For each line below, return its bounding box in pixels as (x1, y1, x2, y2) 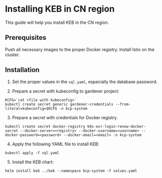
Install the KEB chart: (12, 159, 54, 165)
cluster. (5, 52, 20, 57)
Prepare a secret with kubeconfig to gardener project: (12, 88, 119, 94)
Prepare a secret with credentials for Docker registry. (12, 114, 118, 120)
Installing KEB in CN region (5, 3, 115, 15)
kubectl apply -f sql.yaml (5, 150, 59, 155)
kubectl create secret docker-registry (5, 124, 86, 129)
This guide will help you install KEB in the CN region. (5, 19, 109, 25)
